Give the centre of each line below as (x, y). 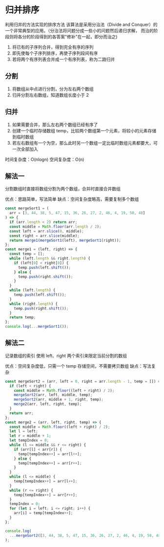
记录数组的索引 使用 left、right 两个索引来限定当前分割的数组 (66, 356)
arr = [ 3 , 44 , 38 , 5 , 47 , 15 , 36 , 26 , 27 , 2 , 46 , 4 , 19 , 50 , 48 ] (77, 213)
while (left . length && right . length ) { (50, 258)
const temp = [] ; (27, 254)
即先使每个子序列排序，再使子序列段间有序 (55, 53)
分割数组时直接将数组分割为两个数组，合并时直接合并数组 (63, 189)
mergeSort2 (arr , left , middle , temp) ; (53, 395)
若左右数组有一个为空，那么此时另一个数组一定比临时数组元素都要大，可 (85, 143)
